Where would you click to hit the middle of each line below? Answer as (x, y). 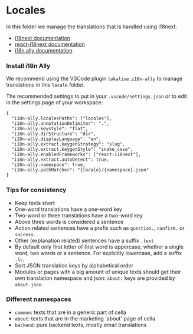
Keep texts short (35, 203)
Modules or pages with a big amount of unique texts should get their (98, 272)
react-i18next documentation (50, 44)
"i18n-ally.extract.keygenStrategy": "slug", (68, 144)
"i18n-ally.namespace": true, (48, 165)
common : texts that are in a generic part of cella (71, 312)
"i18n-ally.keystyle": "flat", (50, 129)
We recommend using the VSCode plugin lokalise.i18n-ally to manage (94, 79)
